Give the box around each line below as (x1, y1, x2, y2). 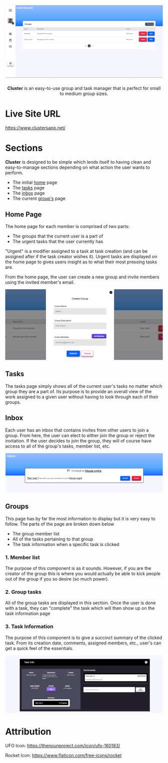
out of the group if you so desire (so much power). (5, 576, 109, 582)
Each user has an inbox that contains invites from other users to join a (5, 427, 149, 433)
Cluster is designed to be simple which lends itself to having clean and (5, 159, 151, 165)
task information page (5, 610, 50, 617)
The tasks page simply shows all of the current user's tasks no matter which (5, 383, 162, 389)
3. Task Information (5, 623, 53, 630)
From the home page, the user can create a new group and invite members (5, 274, 159, 280)
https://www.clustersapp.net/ (5, 125, 66, 131)
